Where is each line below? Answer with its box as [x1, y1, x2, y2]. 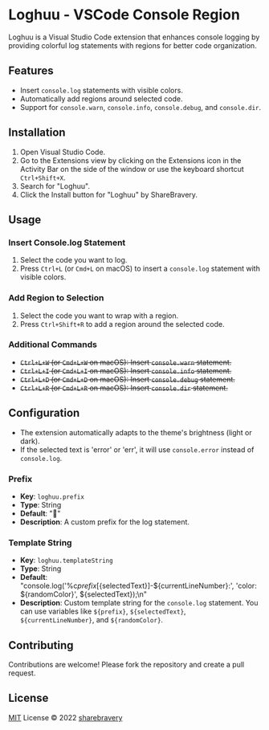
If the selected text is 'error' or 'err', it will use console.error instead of [19, 444, 255, 455]
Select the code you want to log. [19, 255, 128, 265]
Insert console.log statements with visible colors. [19, 85, 183, 95]
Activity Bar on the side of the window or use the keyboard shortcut [19, 164, 245, 173]
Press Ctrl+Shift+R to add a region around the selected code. [19, 319, 225, 328]
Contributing [8, 638, 74, 652]
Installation [8, 126, 66, 140]
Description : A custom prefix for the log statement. [19, 516, 190, 527]
